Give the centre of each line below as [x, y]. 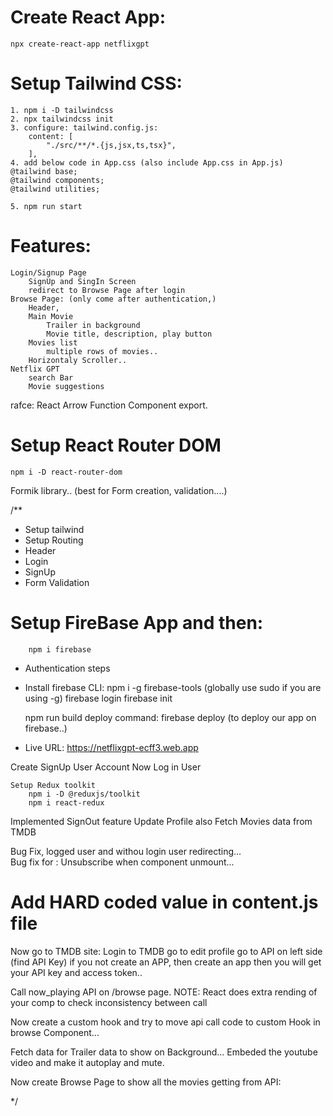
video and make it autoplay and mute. [87, 1062]
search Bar [51, 377]
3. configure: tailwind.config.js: [84, 127]
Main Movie [51, 316]
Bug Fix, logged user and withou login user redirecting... [126, 851]
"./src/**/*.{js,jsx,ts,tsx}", [111, 145]
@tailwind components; [57, 180]
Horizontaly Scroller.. [78, 360]
